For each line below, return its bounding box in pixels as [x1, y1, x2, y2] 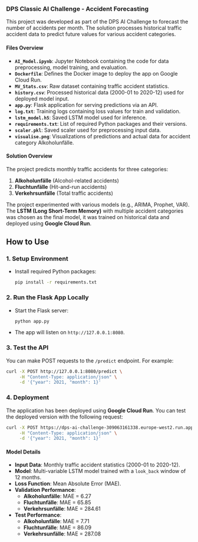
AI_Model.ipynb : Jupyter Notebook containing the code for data [14, 57, 169, 64]
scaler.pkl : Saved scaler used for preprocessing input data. [14, 126, 161, 133]
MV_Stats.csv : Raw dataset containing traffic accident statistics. [14, 82, 170, 90]
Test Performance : [14, 511, 62, 518]
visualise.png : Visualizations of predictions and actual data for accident [14, 132, 190, 140]
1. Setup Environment [6, 254, 69, 263]
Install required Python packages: [14, 268, 97, 275]
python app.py [14, 318, 49, 324]
